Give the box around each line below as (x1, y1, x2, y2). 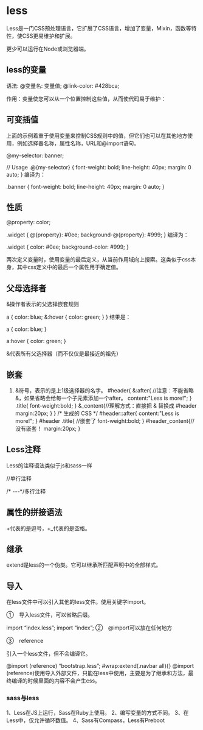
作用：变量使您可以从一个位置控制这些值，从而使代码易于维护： (6, 95, 166, 102)
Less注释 (6, 444, 41, 455)
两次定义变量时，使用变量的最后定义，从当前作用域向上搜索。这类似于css (6, 256, 191, 263)
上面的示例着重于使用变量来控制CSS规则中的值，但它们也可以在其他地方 (6, 132, 188, 139)
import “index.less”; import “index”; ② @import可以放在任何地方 (6, 624, 173, 631)
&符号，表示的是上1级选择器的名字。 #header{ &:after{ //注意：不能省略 (15, 387, 194, 394)
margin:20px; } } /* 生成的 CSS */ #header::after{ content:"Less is (15, 409, 179, 417)
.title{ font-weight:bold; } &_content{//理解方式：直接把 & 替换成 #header (15, 402, 197, 409)
